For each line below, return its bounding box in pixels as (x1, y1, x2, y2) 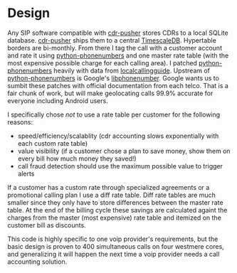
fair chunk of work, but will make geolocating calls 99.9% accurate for (7, 89, 214, 97)
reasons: (7, 117, 33, 126)
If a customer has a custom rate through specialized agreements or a (7, 183, 210, 191)
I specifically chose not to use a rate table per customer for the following (7, 110, 221, 119)
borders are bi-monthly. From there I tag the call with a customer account (7, 43, 223, 52)
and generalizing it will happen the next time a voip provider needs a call (7, 250, 220, 258)
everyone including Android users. (7, 96, 108, 105)
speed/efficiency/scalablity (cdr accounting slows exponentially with (17, 132, 219, 140)
